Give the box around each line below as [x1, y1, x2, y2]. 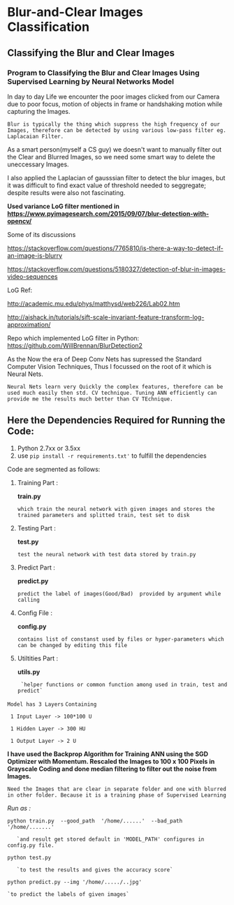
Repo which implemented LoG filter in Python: [7, 333, 140, 342]
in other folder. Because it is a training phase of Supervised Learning [7, 791, 227, 799]
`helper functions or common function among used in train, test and [20, 681, 228, 688]
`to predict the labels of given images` [7, 890, 130, 898]
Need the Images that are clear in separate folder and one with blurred [7, 785, 227, 792]
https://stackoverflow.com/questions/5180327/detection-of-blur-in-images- [7, 265, 226, 273]
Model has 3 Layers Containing [7, 700, 97, 708]
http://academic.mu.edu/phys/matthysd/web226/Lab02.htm [7, 299, 180, 307]
